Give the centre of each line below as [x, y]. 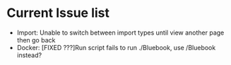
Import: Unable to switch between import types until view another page [120, 32]
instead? [29, 55]
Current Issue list [58, 13]
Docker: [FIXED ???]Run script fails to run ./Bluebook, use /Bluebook [116, 47]
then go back [36, 40]
